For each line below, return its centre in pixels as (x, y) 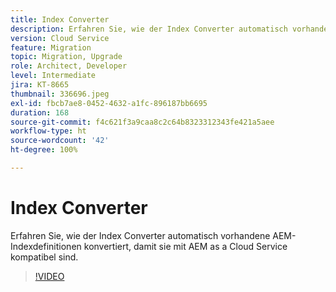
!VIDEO (49, 276)
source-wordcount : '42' (60, 141)
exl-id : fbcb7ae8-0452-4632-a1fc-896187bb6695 (109, 103)
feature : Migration (51, 47)
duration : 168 (40, 112)
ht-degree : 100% (44, 150)
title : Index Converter (60, 19)
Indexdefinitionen (46, 246)
